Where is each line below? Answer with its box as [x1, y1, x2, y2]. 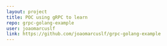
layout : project [6, 8, 47, 15]
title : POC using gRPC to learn [6, 14, 88, 20]
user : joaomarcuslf [6, 25, 56, 32]
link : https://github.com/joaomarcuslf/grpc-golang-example [6, 31, 162, 37]
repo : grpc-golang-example [6, 20, 74, 26]
